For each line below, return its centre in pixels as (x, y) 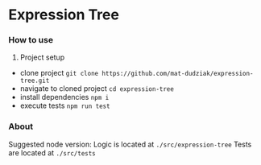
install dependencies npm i (64, 97)
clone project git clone (59, 73)
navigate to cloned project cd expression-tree (97, 89)
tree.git (35, 81)
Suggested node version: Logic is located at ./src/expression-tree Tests (130, 144)
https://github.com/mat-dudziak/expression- (178, 74)
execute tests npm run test (65, 105)
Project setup (42, 57)
